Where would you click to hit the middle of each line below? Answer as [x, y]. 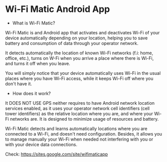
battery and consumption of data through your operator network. [72, 43]
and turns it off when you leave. [38, 63]
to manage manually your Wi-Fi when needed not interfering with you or [79, 139]
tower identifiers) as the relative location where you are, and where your [79, 114]
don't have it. [19, 84]
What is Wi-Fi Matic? [34, 23]
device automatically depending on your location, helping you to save [77, 38]
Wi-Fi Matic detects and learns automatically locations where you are [76, 129]
